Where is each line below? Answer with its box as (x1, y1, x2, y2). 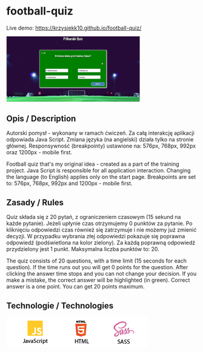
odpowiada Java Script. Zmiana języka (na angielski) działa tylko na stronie (6, 136, 194, 143)
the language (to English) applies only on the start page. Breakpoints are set (6, 174, 196, 181)
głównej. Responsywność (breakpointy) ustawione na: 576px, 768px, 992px (6, 142, 196, 149)
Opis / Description (6, 113, 76, 123)
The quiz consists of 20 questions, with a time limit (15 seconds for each (6, 257, 187, 264)
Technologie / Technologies (6, 301, 114, 311)
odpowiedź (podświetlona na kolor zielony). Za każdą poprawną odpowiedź (6, 239, 196, 246)
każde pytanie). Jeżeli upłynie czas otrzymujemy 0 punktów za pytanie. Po (6, 220, 193, 227)
